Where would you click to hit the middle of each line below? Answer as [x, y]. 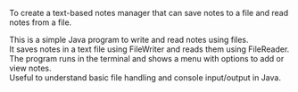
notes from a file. [41, 22]
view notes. [30, 68]
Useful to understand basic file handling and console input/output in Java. [145, 78]
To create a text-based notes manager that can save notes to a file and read [149, 13]
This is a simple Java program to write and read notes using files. [129, 40]
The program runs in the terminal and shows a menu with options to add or [147, 59]
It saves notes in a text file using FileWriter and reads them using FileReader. [149, 49]
